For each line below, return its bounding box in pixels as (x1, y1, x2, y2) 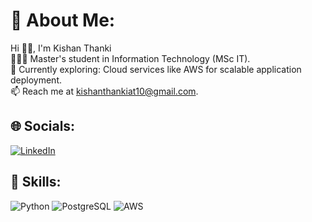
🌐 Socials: (10, 118, 76, 135)
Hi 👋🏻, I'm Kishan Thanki (10, 42, 112, 54)
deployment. (10, 74, 62, 86)
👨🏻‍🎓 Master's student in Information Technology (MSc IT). (10, 52, 251, 64)
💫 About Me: (10, 9, 116, 32)
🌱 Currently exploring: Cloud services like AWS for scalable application (10, 63, 302, 75)
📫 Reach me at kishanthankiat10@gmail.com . (10, 85, 199, 97)
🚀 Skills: (10, 174, 62, 191)
